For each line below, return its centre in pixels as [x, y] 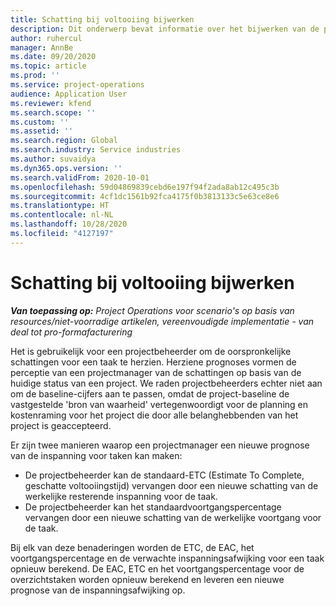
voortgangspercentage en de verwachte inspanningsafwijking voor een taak [167, 558]
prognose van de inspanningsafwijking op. [98, 590]
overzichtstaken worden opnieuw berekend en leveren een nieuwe [147, 579]
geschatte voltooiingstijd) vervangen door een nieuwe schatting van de [171, 485]
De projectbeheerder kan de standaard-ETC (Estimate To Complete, [164, 475]
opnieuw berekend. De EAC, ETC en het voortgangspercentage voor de [157, 568]
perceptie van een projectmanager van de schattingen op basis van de [156, 372]
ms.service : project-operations [77, 85]
